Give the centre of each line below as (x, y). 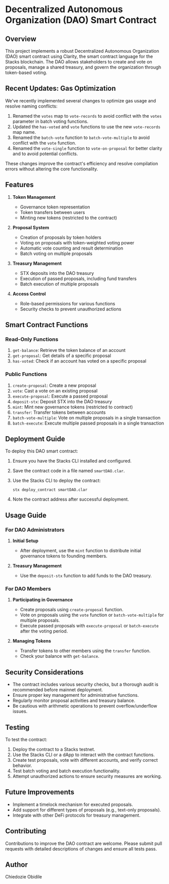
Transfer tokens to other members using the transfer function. (85, 651)
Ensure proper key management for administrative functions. (76, 695)
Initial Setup (25, 541)
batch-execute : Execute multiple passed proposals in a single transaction (88, 423)
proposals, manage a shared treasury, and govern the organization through (83, 67)
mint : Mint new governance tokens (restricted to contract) (73, 407)
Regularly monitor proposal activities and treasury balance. (74, 700)
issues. (20, 712)
